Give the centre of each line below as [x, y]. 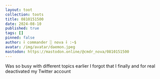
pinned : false [20, 38]
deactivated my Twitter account [38, 71]
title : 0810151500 [24, 19]
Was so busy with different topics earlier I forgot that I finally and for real [80, 66]
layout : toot [19, 10]
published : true [22, 28]
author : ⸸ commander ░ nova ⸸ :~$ [41, 42]
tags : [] [14, 33]
